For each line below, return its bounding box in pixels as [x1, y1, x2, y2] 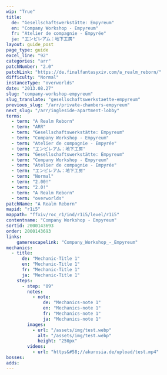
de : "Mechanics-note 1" [43, 299, 101, 306]
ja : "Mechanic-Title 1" [21, 272, 81, 278]
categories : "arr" [6, 58, 51, 64]
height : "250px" [37, 338, 78, 344]
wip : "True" [6, 8, 35, 15]
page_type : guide [6, 47, 49, 53]
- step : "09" [21, 283, 54, 289]
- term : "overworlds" [11, 195, 65, 201]
